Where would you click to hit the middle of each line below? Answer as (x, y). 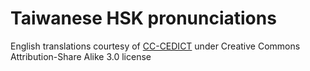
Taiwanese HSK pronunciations (143, 18)
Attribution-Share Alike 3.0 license (81, 56)
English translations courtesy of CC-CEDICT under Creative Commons (155, 46)
